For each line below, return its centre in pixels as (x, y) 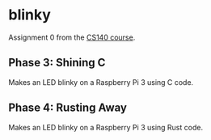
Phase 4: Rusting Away (68, 108)
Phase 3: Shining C (57, 63)
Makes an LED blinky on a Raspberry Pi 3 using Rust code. (106, 127)
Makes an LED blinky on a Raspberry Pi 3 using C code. (101, 82)
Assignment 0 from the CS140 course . (72, 37)
